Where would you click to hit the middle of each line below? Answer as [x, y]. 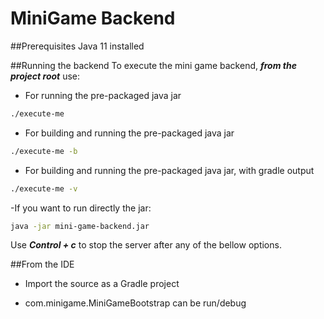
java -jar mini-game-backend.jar [80, 226]
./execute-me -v [44, 188]
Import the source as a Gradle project [102, 284]
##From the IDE [42, 264]
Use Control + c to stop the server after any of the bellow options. [146, 245]
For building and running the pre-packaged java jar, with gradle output [169, 170]
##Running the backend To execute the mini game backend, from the [153, 65]
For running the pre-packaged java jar [103, 95]
